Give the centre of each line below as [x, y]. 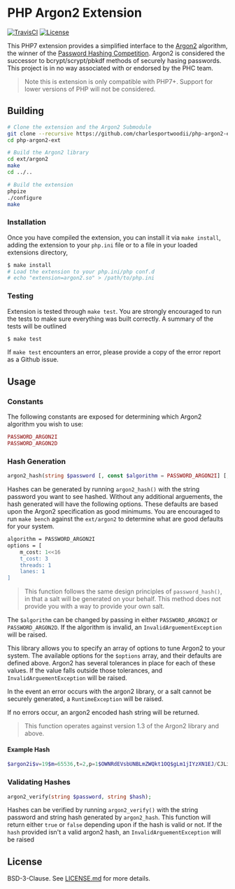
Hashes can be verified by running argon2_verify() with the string [103, 810]
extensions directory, [38, 252]
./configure [24, 198]
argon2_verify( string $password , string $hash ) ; [79, 797]
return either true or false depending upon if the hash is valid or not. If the [115, 825]
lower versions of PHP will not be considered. [90, 89]
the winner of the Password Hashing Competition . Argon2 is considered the [116, 53]
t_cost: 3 [34, 558]
